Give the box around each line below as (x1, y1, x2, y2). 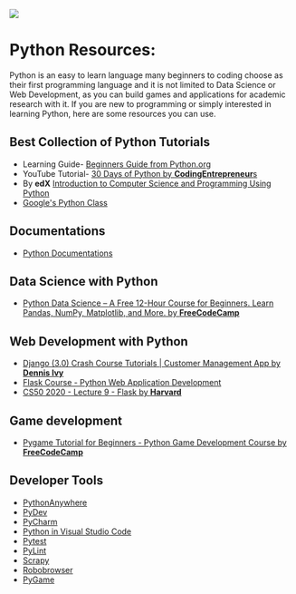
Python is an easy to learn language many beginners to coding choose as (9, 69, 283, 81)
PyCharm (22, 516, 58, 527)
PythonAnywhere (22, 497, 88, 508)
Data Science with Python (9, 273, 158, 289)
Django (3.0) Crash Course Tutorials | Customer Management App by (22, 358, 281, 369)
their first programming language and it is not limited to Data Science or (9, 79, 276, 90)
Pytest (22, 535, 47, 546)
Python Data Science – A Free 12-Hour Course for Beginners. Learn (22, 297, 274, 308)
